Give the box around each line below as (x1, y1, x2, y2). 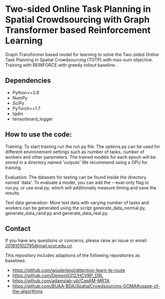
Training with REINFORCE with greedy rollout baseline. (5, 62, 116, 68)
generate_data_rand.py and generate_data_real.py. (5, 210, 109, 216)
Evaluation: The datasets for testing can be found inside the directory (5, 174, 147, 180)
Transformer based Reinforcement (5, 25, 151, 36)
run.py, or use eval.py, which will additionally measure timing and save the (5, 184, 157, 190)
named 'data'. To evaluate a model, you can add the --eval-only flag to (5, 179, 149, 185)
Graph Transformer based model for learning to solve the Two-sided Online (5, 51, 160, 58)
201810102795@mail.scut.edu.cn (5, 243, 73, 249)
